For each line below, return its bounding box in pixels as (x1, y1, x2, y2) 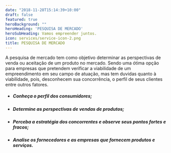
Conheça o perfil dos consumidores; (12, 93, 92, 99)
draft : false (5, 12, 33, 17)
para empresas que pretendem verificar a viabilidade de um (5, 65, 131, 71)
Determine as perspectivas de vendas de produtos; (12, 106, 125, 112)
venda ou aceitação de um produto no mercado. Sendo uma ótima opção (5, 59, 159, 66)
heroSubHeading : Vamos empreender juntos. (5, 31, 97, 36)
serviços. (12, 142, 34, 148)
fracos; (12, 124, 29, 130)
